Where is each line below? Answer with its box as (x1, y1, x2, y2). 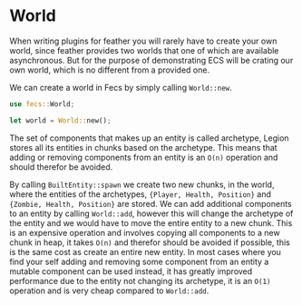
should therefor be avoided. (9, 161, 113, 172)
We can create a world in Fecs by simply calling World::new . (9, 82, 233, 93)
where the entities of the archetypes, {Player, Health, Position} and (9, 188, 272, 200)
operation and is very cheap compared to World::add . (9, 285, 209, 296)
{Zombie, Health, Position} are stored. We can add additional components (9, 198, 292, 209)
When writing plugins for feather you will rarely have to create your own (9, 35, 278, 46)
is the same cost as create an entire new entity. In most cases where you (9, 246, 281, 257)
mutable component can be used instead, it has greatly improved (9, 265, 253, 277)
